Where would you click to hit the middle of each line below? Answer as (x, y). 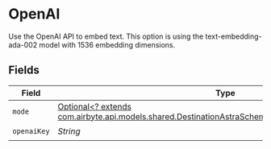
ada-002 (23, 44)
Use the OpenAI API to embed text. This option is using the (106, 36)
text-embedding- (233, 36)
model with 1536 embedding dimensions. (107, 44)
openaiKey (31, 131)
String (69, 131)
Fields (24, 70)
